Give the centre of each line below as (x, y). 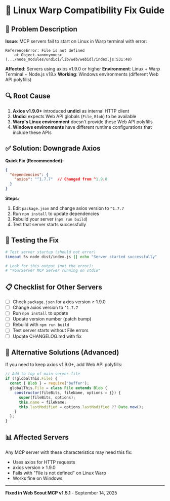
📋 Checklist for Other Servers (54, 287)
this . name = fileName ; (42, 402)
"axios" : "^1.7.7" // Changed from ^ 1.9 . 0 (61, 180)
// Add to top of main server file (43, 374)
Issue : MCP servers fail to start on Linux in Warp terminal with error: (76, 41)
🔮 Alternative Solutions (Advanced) (62, 352)
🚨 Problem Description (41, 29)
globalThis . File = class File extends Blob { (59, 388)
